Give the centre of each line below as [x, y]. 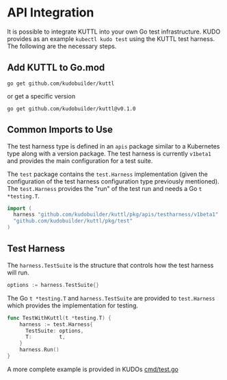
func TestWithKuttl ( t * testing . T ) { [59, 318]
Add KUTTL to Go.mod [56, 67]
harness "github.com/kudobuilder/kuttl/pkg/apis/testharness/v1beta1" [116, 215]
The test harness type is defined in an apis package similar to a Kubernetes [113, 146]
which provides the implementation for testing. [73, 305]
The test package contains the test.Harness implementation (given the [108, 174]
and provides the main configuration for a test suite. [80, 161]
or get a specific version [41, 96]
